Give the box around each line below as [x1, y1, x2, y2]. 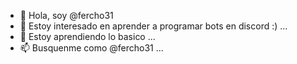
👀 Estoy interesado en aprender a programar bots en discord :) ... [19, 20, 288, 32]
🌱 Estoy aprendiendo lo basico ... [19, 31, 156, 42]
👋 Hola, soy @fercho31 [19, 10, 114, 21]
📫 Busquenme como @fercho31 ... [19, 42, 164, 54]
